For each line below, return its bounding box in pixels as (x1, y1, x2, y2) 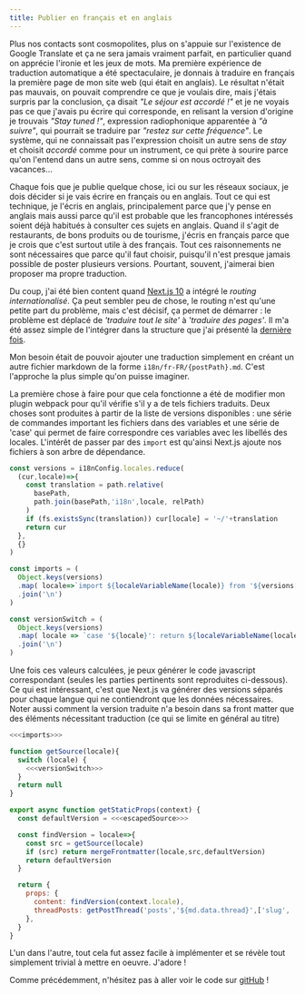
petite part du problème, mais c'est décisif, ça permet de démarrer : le (9, 305, 272, 316)
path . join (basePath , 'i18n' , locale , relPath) (33, 497, 205, 507)
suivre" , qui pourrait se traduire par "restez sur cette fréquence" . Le (9, 124, 263, 136)
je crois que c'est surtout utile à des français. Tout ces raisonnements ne (9, 239, 281, 250)
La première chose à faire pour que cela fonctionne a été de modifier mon (9, 388, 286, 399)
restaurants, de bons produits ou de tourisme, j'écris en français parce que (9, 229, 290, 241)
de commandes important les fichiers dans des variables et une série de (9, 417, 280, 428)
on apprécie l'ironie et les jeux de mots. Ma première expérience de (9, 57, 262, 68)
